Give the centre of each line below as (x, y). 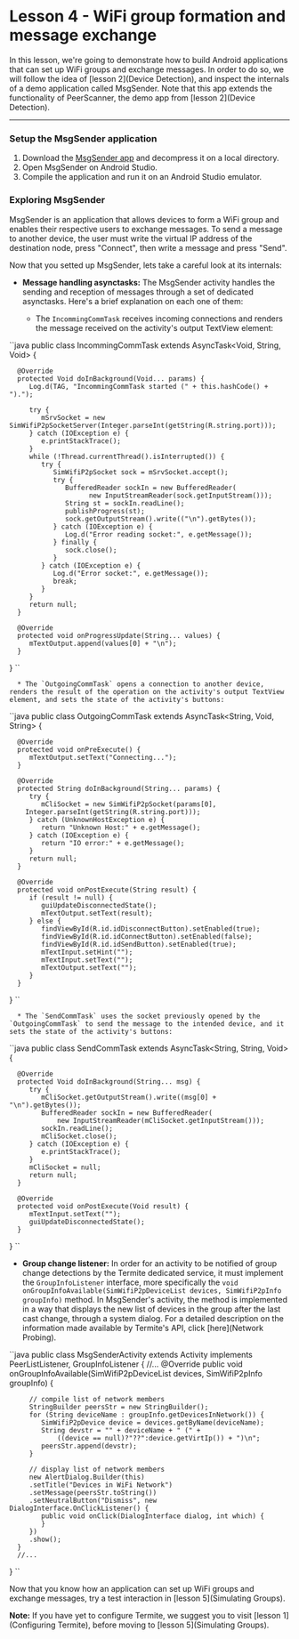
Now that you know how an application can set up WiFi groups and (132, 1588)
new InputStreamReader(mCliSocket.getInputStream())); (161, 1120)
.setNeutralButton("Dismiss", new (93, 1500)
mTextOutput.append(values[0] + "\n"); (103, 643)
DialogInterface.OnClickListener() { (79, 1508)
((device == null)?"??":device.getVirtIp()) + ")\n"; (158, 1438)
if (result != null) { (71, 897)
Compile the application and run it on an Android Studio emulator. (142, 177)
